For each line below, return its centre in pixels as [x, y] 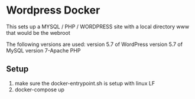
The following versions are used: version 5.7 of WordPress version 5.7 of [95, 44]
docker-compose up [40, 90]
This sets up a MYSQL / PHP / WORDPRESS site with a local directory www [98, 27]
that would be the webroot [38, 32]
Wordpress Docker [53, 10]
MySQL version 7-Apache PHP [43, 50]
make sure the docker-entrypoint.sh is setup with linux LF [85, 83]
